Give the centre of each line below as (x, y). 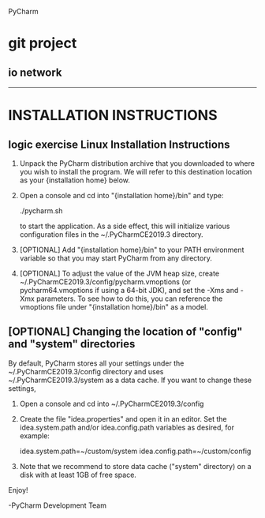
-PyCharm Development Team (57, 505)
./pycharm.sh (41, 211)
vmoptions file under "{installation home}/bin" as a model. (114, 307)
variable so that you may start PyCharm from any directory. (116, 258)
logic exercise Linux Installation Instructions (119, 144)
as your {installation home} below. (75, 180)
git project (43, 43)
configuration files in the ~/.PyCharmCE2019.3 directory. (111, 235)
